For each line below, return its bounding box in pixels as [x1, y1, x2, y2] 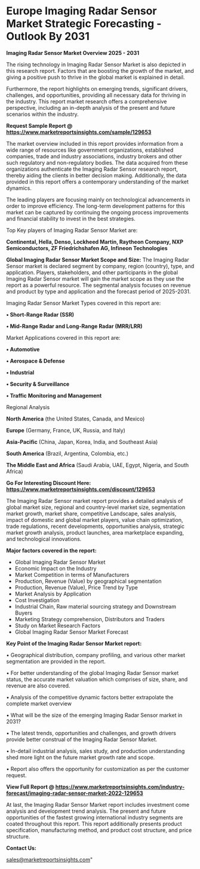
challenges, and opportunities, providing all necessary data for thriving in [6, 91, 186, 99]
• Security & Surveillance [6, 380, 70, 388]
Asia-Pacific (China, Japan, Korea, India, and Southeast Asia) [6, 438, 158, 446]
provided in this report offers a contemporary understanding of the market [6, 178, 189, 185]
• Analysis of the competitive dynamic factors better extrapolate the [6, 693, 174, 701]
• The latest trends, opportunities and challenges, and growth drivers [6, 729, 176, 736]
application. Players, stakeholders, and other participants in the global [6, 269, 178, 276]
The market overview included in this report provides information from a [6, 140, 183, 147]
